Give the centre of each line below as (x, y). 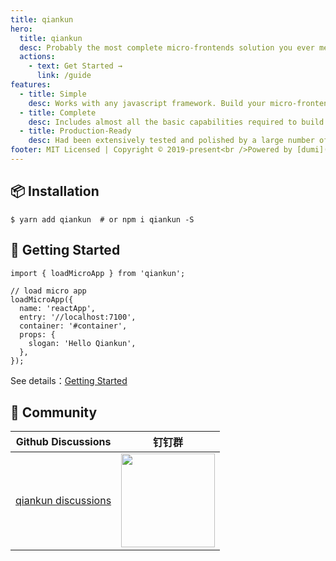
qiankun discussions (63, 501)
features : (31, 85)
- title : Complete (58, 112)
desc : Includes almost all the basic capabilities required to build (176, 122)
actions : (37, 57)
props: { (37, 334)
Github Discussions (63, 442)
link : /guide (64, 76)
